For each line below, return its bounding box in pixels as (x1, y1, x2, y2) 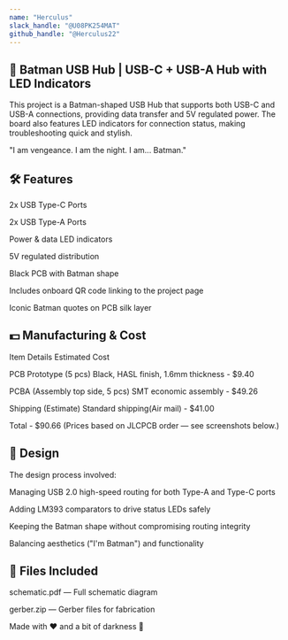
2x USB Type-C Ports (9, 200, 87, 210)
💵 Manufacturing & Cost (9, 328, 147, 343)
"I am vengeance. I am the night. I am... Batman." (9, 145, 187, 156)
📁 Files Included (9, 564, 99, 579)
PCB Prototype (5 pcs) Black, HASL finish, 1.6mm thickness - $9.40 (9, 368, 254, 379)
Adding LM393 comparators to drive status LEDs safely (9, 504, 211, 514)
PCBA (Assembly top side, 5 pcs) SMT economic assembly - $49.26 (9, 386, 259, 397)
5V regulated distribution (9, 251, 100, 261)
